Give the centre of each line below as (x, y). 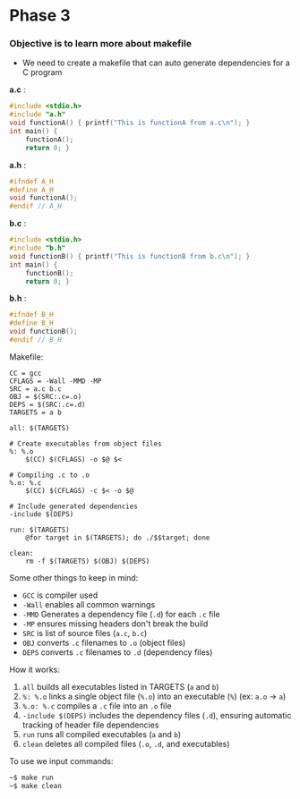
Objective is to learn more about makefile (101, 44)
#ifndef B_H (31, 315)
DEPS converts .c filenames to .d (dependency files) (117, 652)
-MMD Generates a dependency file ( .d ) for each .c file (121, 614)
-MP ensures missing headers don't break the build (115, 624)
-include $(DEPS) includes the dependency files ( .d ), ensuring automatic (157, 715)
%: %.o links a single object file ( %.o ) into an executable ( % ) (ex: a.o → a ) (154, 696)
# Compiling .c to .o (50, 475)
